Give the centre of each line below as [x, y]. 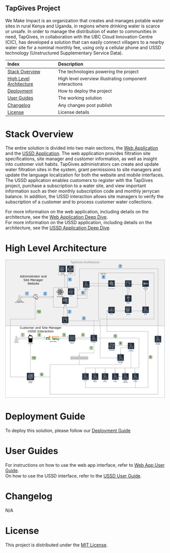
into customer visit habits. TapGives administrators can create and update [82, 164]
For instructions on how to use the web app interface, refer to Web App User [85, 465]
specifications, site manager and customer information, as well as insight [81, 159]
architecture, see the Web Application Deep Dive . [56, 217]
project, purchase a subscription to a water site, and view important [76, 186]
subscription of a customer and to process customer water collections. [79, 202]
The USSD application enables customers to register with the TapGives [79, 180]
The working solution [80, 98]
